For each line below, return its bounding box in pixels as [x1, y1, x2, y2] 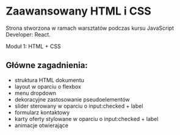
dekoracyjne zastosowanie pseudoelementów [14, 95, 131, 103]
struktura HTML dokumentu [14, 76, 85, 83]
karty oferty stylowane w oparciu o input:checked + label [14, 115, 159, 122]
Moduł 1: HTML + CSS [5, 43, 62, 50]
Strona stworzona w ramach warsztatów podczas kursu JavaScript [5, 24, 175, 32]
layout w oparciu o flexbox [14, 83, 82, 90]
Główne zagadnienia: [5, 60, 88, 71]
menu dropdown [14, 89, 56, 97]
